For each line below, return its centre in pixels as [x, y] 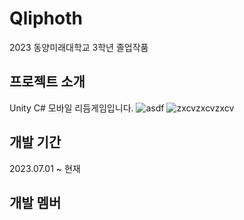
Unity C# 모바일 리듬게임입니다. [71, 108]
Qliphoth [46, 18]
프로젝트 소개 [47, 82]
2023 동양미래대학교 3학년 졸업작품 [79, 47]
